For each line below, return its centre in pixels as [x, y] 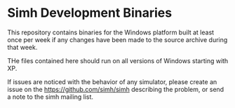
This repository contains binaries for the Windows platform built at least [111, 32]
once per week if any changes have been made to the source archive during [117, 39]
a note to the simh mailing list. [50, 97]
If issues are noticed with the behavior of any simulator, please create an [112, 81]
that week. [22, 47]
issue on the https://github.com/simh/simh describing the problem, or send [116, 89]
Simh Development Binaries [90, 13]
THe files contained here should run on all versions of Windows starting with [118, 60]
